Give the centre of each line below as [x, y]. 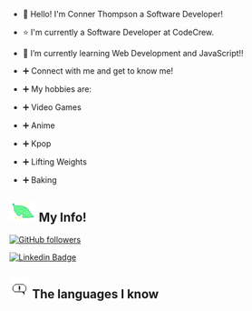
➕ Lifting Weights [55, 162]
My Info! [63, 218]
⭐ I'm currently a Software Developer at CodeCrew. [118, 32]
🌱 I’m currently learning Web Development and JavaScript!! [133, 53]
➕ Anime [39, 125]
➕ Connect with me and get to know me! [98, 71]
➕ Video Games [52, 107]
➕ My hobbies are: [57, 89]
